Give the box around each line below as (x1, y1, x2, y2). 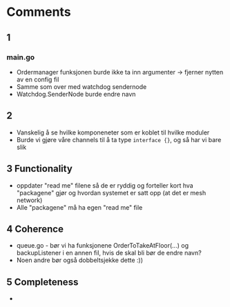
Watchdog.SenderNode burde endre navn (16, 90, 136, 98)
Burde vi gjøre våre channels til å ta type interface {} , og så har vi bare (16, 135, 222, 143)
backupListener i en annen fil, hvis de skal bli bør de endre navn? (16, 249, 202, 257)
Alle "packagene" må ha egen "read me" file (16, 203, 143, 211)
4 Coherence (6, 223, 64, 235)
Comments (6, 4, 71, 20)
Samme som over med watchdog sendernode (16, 82, 147, 90)
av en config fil (16, 75, 59, 83)
